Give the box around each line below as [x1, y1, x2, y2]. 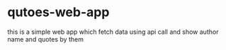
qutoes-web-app [7, 4, 110, 20]
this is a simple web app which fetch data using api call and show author [7, 27, 219, 36]
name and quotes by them [7, 35, 84, 43]
